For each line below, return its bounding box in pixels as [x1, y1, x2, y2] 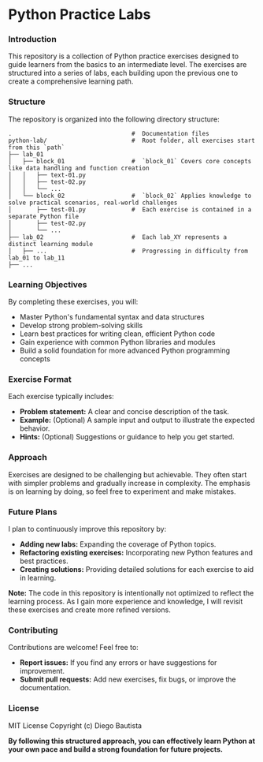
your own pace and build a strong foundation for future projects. [8, 744, 223, 754]
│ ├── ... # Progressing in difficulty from [8, 247, 248, 255]
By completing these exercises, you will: [8, 297, 139, 307]
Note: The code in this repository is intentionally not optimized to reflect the [8, 588, 254, 597]
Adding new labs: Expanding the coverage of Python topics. [19, 539, 217, 549]
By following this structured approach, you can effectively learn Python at [8, 736, 256, 745]
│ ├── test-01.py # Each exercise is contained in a [8, 205, 252, 214]
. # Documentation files [8, 129, 210, 137]
